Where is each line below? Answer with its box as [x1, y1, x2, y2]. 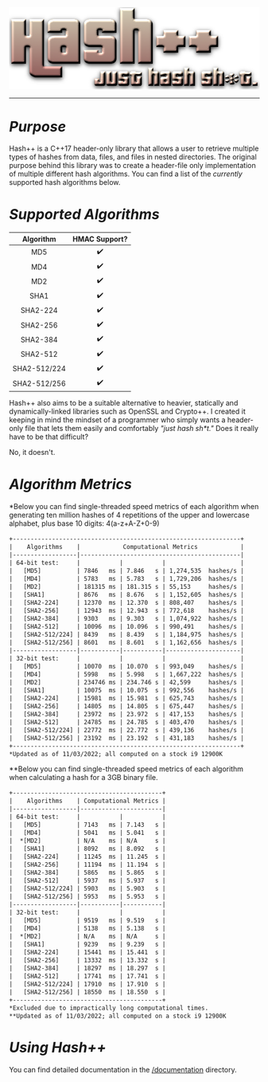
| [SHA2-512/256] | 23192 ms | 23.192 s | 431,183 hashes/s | [9, 734, 245, 742]
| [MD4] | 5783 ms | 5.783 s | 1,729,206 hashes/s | [9, 574, 245, 582]
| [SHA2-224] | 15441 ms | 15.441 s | [9, 948, 166, 956]
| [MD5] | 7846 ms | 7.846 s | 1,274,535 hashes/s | [9, 566, 245, 574]
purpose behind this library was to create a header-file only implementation [9, 161, 257, 171]
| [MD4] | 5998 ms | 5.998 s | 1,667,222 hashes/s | [9, 670, 245, 678]
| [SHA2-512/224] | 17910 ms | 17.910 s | [9, 980, 166, 988]
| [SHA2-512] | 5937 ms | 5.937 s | [9, 876, 166, 884]
